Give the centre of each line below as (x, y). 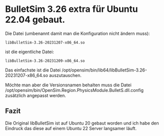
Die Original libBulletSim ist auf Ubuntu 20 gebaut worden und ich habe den (82, 123)
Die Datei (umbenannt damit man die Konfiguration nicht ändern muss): (78, 33)
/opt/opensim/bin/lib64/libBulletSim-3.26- (104, 70)
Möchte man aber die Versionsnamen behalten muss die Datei (68, 85)
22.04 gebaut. (35, 20)
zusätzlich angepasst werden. (36, 95)
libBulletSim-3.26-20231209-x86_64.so (45, 61)
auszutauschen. (65, 75)
